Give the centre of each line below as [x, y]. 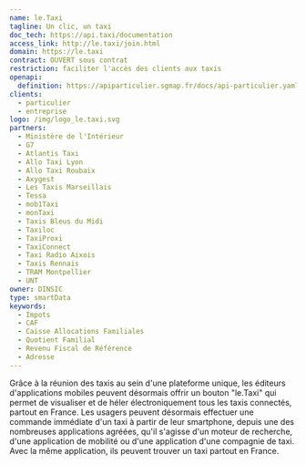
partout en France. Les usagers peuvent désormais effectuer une [132, 412]
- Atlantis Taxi [48, 153]
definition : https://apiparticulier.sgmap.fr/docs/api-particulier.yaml [158, 86]
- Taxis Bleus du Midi [61, 221]
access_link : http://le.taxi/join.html [85, 43]
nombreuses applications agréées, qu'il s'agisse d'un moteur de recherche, [151, 431]
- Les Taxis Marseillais [65, 188]
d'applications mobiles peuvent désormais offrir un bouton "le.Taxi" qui [143, 392]
